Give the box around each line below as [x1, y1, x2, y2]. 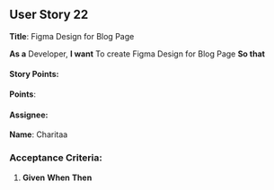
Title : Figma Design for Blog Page [9, 30, 135, 41]
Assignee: [9, 109, 49, 120]
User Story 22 [9, 7, 89, 22]
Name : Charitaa [9, 129, 68, 140]
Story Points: [9, 69, 59, 80]
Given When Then [22, 172, 93, 183]
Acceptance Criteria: [9, 151, 103, 164]
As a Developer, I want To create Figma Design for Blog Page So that [9, 48, 265, 59]
